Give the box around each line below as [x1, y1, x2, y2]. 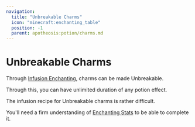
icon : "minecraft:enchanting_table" [11, 19, 101, 25]
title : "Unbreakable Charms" [11, 14, 83, 20]
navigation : [6, 8, 35, 15]
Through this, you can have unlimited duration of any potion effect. [6, 86, 167, 94]
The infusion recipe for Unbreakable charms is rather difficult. [6, 98, 155, 105]
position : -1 [11, 25, 43, 31]
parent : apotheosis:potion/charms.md [11, 30, 104, 36]
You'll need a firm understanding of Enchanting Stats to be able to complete [6, 109, 189, 116]
